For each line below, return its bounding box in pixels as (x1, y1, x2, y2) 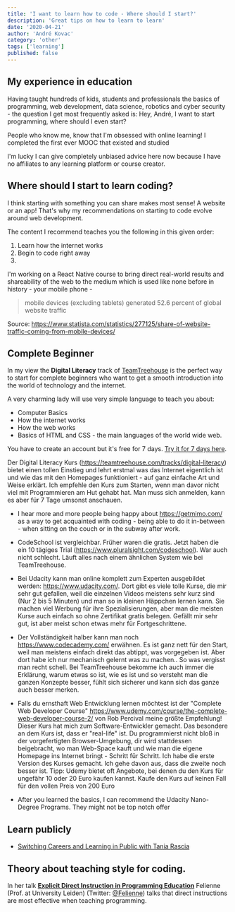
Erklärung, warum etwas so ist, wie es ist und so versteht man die (17, 671, 208, 679)
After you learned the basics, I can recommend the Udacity (17, 796, 189, 804)
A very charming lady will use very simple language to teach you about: (7, 395, 215, 403)
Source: (7, 319, 30, 328)
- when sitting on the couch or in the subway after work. (17, 524, 181, 533)
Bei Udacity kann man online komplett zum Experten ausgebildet (17, 575, 205, 583)
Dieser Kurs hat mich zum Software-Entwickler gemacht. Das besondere (17, 721, 229, 731)
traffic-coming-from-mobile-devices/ (7, 327, 115, 335)
